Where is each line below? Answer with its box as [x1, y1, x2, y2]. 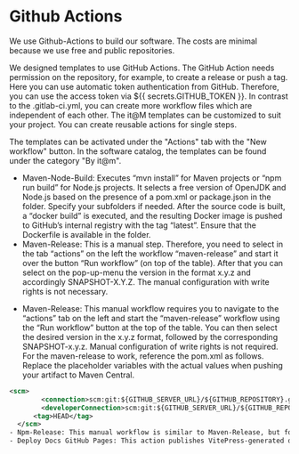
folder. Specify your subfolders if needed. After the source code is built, [21, 200, 287, 211]
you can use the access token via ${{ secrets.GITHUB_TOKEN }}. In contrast [9, 91, 289, 101]
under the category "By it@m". [9, 155, 122, 166]
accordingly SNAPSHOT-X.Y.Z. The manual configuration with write [21, 276, 270, 287]
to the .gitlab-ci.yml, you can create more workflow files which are [9, 100, 253, 110]
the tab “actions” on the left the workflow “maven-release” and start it [21, 247, 279, 259]
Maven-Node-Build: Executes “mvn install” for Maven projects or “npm [21, 172, 282, 183]
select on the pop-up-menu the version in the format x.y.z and [21, 267, 251, 278]
